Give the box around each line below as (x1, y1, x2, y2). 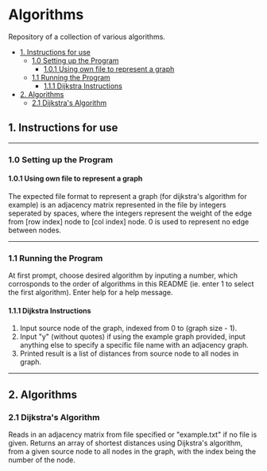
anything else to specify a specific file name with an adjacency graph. (19, 341, 249, 350)
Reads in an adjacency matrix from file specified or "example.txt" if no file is (8, 430, 257, 439)
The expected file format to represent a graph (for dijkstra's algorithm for (8, 191, 248, 200)
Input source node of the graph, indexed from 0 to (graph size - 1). (19, 324, 238, 333)
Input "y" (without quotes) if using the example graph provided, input (19, 332, 246, 341)
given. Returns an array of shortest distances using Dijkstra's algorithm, (8, 438, 243, 448)
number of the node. (8, 455, 75, 465)
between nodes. (8, 225, 62, 235)
